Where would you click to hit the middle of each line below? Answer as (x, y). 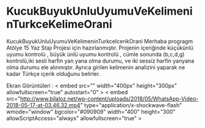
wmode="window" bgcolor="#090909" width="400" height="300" (91, 111)
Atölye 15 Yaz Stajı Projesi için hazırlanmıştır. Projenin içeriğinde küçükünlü (100, 48)
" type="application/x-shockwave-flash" (131, 105)
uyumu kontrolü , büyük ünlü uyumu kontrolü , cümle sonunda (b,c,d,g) (95, 54)
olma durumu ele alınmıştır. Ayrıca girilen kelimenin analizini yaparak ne (96, 67)
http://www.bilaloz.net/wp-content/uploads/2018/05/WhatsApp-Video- (110, 99)
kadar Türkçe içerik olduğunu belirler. (53, 73)
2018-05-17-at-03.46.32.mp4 (43, 105)
